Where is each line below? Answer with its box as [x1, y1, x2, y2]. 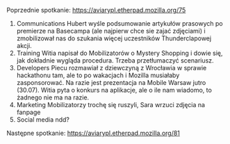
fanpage [16, 108, 41, 116]
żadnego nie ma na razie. [16, 93, 90, 102]
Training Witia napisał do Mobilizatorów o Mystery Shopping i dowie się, [16, 49, 223, 57]
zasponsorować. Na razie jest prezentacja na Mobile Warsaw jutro [16, 79, 206, 86]
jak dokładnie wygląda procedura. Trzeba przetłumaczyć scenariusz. [16, 56, 214, 65]
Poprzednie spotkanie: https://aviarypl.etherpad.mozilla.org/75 [6, 6, 186, 14]
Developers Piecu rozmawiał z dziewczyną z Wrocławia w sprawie [16, 64, 207, 72]
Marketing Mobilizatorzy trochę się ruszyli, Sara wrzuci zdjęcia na [16, 101, 206, 109]
